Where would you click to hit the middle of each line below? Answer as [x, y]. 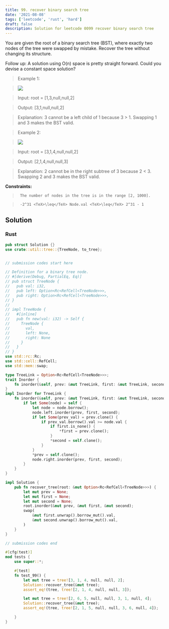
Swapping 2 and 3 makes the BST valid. [59, 177]
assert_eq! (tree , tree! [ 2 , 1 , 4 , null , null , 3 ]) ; [77, 590]
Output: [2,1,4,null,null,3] [43, 161]
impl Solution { [22, 483]
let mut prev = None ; [46, 492]
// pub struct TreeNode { [32, 281]
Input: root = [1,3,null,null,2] [46, 98]
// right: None [28, 338]
